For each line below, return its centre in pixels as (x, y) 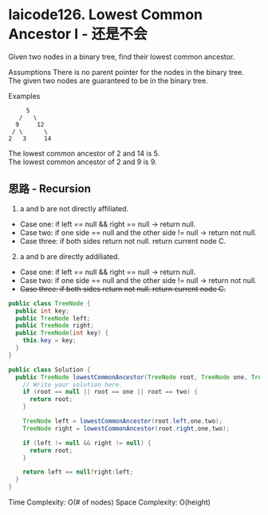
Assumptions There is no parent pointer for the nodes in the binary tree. (126, 72)
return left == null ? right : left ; (78, 472)
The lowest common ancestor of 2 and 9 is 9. (83, 162)
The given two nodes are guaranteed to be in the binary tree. (108, 81)
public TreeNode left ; (53, 318)
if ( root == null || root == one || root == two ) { (110, 392)
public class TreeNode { (49, 303)
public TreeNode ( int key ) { (62, 333)
